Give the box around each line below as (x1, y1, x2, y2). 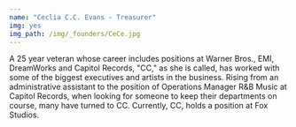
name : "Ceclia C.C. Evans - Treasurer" (9, 12, 157, 22)
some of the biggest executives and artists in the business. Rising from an (9, 72, 279, 83)
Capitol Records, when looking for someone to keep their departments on (9, 91, 277, 101)
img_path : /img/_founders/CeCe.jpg (9, 29, 141, 38)
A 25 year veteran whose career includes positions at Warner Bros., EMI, (9, 54, 275, 64)
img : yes (9, 21, 42, 30)
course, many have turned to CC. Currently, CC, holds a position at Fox (9, 101, 269, 111)
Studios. (9, 109, 40, 120)
